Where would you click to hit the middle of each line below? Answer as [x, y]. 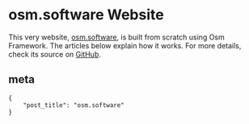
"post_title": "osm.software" [74, 105]
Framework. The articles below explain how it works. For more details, [125, 45]
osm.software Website [86, 15]
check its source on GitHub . [55, 54]
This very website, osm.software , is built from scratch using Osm [116, 37]
